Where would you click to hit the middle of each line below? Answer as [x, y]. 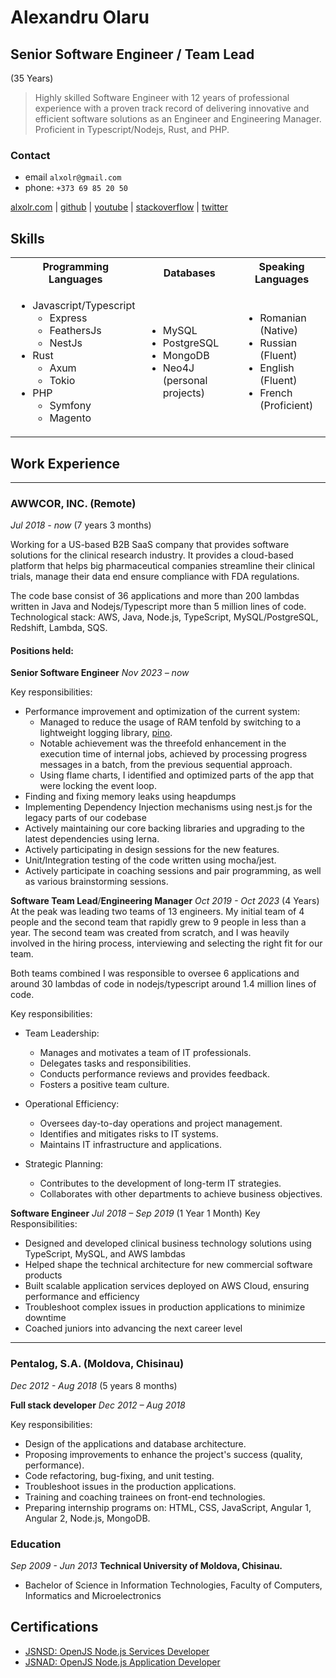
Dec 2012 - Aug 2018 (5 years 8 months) [94, 1385]
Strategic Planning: [64, 1164]
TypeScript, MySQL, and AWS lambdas [105, 1254]
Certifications [54, 1627]
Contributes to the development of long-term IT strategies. [160, 1183]
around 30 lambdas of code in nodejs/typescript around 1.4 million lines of [163, 984]
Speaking [281, 267]
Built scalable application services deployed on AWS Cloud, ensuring [167, 1286]
